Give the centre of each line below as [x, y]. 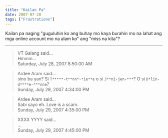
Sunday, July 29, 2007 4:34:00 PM [53, 90]
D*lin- [153, 79]
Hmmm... [27, 59]
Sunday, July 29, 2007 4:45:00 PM [53, 130]
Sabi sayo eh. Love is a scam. [48, 105]
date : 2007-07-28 [23, 15]
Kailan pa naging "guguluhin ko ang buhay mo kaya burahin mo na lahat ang [83, 34]
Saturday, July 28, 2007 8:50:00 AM [55, 64]
